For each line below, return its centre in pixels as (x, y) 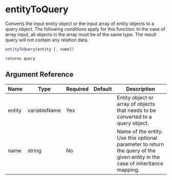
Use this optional (137, 138)
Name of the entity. (140, 131)
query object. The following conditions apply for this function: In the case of (85, 29)
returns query (20, 58)
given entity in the (138, 157)
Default (103, 89)
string (35, 150)
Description (141, 89)
